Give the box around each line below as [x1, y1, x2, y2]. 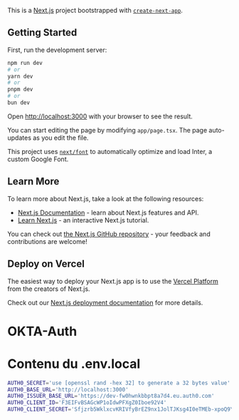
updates [7, 133, 32, 142]
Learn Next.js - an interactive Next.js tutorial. [17, 215, 149, 224]
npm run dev [7, 59, 43, 66]
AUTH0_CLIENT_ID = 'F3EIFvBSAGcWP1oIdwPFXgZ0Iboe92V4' [7, 399, 167, 406]
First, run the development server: [7, 46, 107, 54]
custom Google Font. [7, 155, 69, 163]
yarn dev [7, 73, 33, 80]
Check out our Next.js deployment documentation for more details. [7, 298, 203, 307]
